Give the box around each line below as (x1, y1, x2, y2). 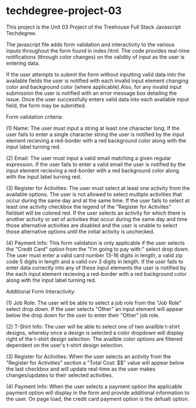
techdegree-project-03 (6, 4, 122, 18)
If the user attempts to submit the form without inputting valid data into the (6, 71, 185, 78)
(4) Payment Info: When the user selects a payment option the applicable (6, 383, 183, 390)
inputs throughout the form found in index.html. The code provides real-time (6, 47, 190, 54)
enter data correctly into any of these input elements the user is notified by (6, 264, 187, 271)
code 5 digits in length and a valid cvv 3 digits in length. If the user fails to (6, 258, 184, 265)
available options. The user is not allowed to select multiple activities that (6, 191, 183, 198)
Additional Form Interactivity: (6, 288, 76, 295)
